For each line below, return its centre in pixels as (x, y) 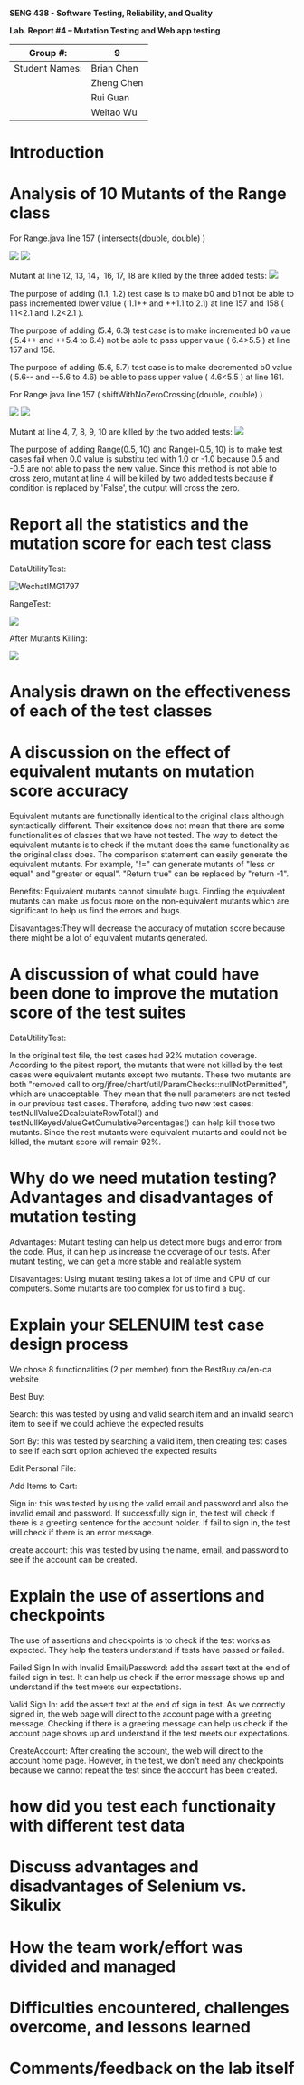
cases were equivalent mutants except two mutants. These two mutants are (151, 1075)
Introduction (57, 153)
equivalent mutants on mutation (132, 772)
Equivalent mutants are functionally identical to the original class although (147, 816)
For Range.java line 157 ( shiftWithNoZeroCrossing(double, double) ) (136, 395)
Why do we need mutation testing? (143, 1178)
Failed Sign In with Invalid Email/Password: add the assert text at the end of (150, 1667)
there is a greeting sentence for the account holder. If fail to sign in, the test (150, 1523)
